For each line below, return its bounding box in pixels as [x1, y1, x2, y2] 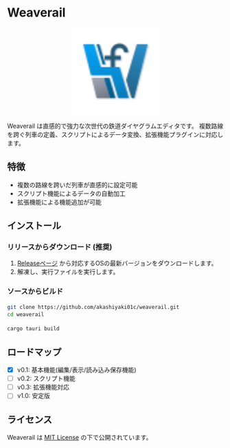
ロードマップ [7, 346, 62, 358]
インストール [7, 220, 62, 232]
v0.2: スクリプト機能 [16, 374, 76, 383]
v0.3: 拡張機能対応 [16, 383, 70, 392]
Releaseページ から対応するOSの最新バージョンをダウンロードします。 [16, 259, 218, 268]
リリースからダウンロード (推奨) [7, 242, 113, 252]
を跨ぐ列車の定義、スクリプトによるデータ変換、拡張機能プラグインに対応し [7, 130, 224, 138]
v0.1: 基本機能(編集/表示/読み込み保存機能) [16, 366, 137, 374]
